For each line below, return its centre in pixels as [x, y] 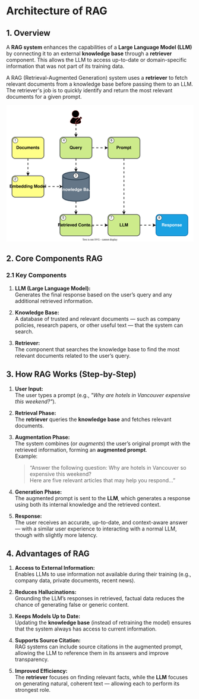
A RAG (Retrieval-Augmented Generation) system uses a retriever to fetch [97, 78]
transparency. [32, 660]
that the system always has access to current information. [86, 629]
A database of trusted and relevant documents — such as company [97, 319]
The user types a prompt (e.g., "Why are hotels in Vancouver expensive [102, 395]
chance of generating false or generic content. [72, 605]
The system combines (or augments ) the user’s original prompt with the [102, 443]
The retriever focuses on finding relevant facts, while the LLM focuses [101, 678]
